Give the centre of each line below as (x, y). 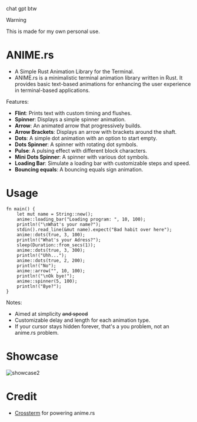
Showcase (32, 357)
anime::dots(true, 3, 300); (51, 250)
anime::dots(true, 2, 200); (51, 261)
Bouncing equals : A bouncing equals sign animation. (79, 169)
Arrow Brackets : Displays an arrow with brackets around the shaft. (96, 131)
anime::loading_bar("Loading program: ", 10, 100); (81, 219)
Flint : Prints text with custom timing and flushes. (73, 113)
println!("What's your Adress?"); (59, 240)
